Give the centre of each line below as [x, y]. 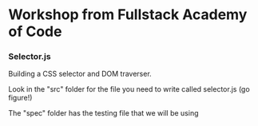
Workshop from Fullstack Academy [128, 15]
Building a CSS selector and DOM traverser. [80, 74]
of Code [35, 31]
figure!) [20, 98]
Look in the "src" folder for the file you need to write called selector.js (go [129, 89]
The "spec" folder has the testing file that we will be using [103, 113]
